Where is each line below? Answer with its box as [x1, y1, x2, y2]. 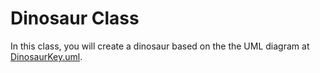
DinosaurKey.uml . [10, 50, 83, 62]
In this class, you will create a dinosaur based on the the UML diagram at [10, 40, 310, 52]
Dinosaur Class [10, 7, 140, 30]
